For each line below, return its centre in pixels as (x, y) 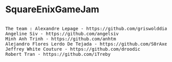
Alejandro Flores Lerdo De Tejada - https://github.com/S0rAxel (88, 44)
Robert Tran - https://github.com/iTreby (58, 54)
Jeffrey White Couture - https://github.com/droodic (73, 49)
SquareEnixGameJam (52, 9)
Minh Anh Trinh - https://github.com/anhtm (61, 39)
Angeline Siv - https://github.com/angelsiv (62, 34)
